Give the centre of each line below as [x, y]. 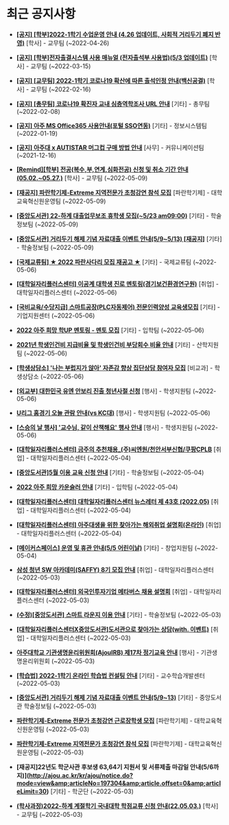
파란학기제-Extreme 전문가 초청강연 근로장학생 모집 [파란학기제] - [105, 720]
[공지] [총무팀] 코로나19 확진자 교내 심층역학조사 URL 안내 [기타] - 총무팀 [113, 104]
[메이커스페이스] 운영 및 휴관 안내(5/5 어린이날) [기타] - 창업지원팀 [105, 548]
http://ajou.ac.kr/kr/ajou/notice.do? [81, 775]
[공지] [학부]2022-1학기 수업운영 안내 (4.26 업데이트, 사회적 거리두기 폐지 [115, 34]
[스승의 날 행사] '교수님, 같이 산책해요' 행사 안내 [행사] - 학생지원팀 [105, 427]
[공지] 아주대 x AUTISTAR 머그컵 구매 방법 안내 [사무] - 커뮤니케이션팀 [110, 147]
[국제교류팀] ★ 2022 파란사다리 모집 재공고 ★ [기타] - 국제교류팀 [104, 262]
